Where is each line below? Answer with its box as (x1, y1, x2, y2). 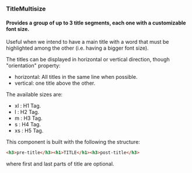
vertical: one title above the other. (14, 79, 96, 86)
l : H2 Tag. (14, 109, 40, 116)
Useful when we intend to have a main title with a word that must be (6, 39, 169, 46)
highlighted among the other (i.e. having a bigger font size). (6, 44, 149, 51)
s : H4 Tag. (14, 121, 41, 128)
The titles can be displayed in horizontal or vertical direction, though (6, 56, 170, 63)
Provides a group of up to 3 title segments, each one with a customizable (6, 19, 186, 26)
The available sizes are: (6, 91, 63, 98)
